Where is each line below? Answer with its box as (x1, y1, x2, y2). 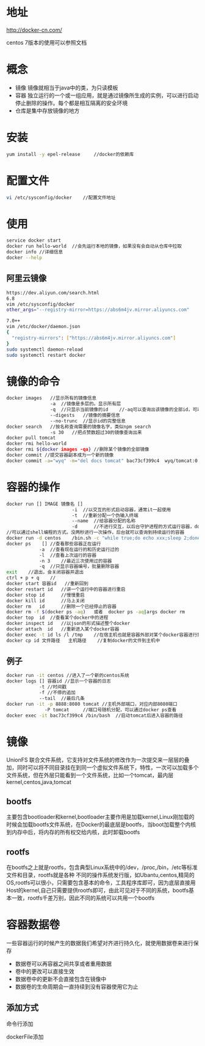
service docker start (6, 237, 62, 244)
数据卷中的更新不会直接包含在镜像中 (15, 975, 107, 982)
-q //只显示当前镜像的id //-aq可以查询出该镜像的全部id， (49, 406, 193, 413)
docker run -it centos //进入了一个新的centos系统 (6, 673, 129, 679)
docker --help (6, 255, 43, 261)
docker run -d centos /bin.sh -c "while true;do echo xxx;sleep (6, 535, 182, 541)
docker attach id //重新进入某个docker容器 (6, 626, 120, 632)
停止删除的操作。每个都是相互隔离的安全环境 (15, 99, 128, 106)
